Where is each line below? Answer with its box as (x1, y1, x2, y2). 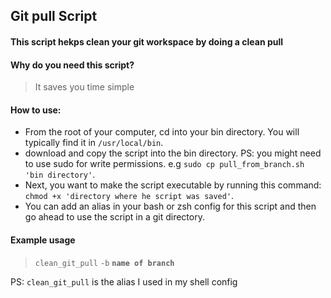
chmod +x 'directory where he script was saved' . (24, 190, 235, 202)
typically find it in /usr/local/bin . (24, 137, 164, 149)
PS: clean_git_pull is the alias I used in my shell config (10, 275, 238, 288)
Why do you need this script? (10, 59, 135, 71)
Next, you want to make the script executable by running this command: (24, 179, 322, 191)
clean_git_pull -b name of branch (34, 258, 175, 268)
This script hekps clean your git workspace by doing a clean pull (10, 35, 284, 48)
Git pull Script (10, 8, 98, 25)
